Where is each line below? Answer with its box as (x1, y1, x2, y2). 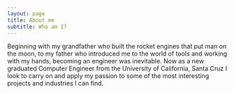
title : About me (7, 17, 54, 24)
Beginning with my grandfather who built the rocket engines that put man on (7, 42, 227, 51)
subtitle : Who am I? (7, 23, 68, 30)
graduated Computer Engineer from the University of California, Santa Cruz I (7, 64, 228, 73)
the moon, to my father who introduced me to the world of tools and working (7, 49, 228, 58)
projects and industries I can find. (7, 79, 104, 88)
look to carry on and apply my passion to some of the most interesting (7, 72, 210, 80)
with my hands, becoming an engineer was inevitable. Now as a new (7, 57, 205, 65)
